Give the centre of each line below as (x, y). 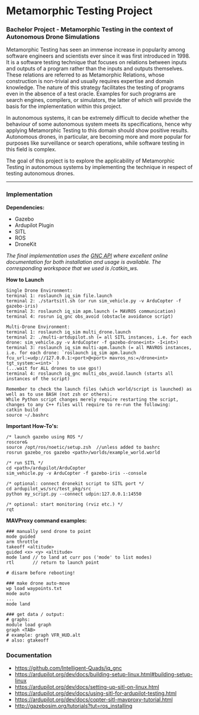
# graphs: (18, 620)
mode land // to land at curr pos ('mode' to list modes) (79, 557)
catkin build (22, 410)
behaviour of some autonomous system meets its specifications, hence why (99, 124)
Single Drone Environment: (39, 291)
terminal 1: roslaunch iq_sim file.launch (59, 296)
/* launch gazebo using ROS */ (45, 437)
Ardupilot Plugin (34, 225)
